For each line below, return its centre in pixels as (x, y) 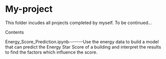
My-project (29, 9)
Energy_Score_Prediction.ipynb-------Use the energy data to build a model (82, 42)
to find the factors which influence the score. (51, 52)
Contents (14, 32)
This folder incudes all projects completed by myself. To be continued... (79, 23)
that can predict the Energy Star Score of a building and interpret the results (83, 47)
